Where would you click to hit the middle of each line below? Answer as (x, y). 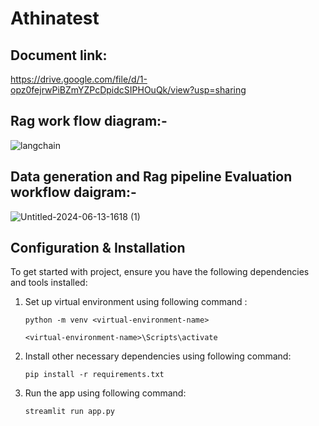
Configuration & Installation (98, 248)
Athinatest (55, 18)
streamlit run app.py (69, 412)
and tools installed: (49, 283)
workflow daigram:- (73, 192)
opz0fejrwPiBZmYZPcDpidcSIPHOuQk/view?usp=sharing (128, 90)
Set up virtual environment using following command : (136, 302)
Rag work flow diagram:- (89, 121)
